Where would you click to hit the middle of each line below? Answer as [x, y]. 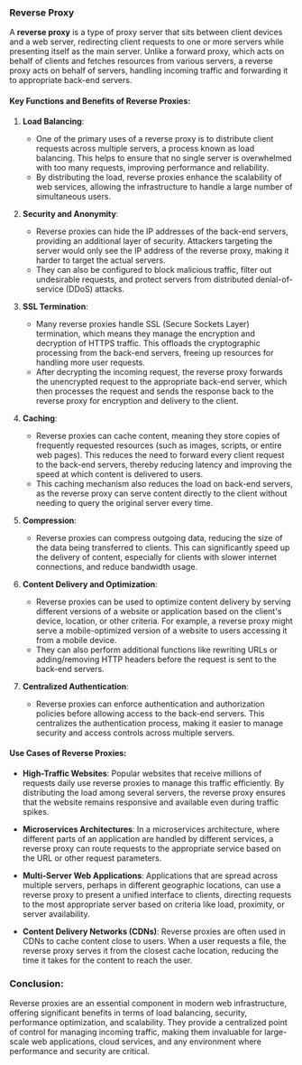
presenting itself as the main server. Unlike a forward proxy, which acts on [147, 51]
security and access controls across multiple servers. [135, 733]
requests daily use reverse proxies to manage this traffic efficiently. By [153, 782]
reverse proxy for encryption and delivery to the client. [137, 400]
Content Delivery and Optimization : [90, 584]
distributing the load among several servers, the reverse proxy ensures [154, 792]
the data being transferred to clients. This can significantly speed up [163, 547]
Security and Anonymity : [70, 213]
